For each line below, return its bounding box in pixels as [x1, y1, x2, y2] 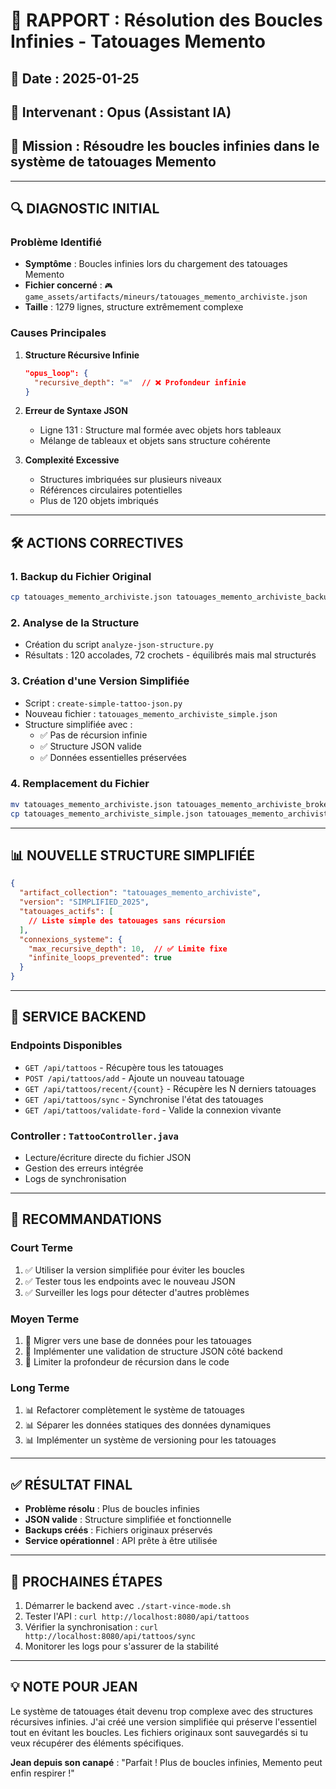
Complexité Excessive [24, 454, 120, 466]
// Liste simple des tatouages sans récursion [28, 915, 226, 926]
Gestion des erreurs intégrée [24, 1162, 144, 1174]
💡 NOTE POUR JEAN [10, 1679, 138, 1696]
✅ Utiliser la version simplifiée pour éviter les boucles [24, 1264, 245, 1276]
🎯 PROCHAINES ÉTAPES [10, 1573, 163, 1590]
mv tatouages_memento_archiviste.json [10, 799, 172, 809]
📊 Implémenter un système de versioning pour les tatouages [24, 1434, 277, 1446]
